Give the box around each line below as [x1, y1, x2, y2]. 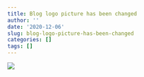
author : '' [7, 17, 40, 24]
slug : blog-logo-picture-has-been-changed [7, 29, 134, 37]
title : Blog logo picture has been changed [7, 10, 138, 17]
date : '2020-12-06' [7, 23, 65, 30]
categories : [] [7, 36, 52, 43]
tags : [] [7, 43, 33, 50]
